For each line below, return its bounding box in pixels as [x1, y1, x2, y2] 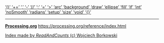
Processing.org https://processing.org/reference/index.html [5, 23, 126, 29]
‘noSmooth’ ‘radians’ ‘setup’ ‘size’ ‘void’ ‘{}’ [5, 9, 91, 15]
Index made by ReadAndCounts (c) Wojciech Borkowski [5, 32, 118, 38]
